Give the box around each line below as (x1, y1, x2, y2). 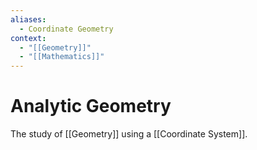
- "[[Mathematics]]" (19, 52, 105, 62)
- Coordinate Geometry (19, 24, 114, 34)
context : (10, 33, 47, 43)
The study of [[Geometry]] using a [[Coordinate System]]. (10, 128, 248, 140)
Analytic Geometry (10, 95, 172, 118)
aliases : (10, 14, 47, 25)
